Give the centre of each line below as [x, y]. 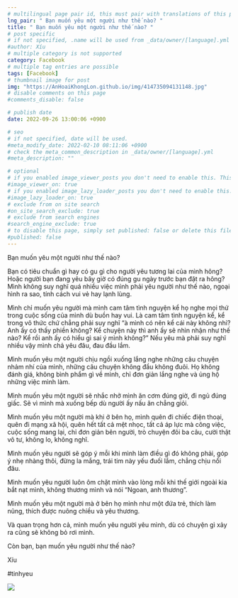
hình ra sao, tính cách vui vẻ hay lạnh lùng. [70, 294]
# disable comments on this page [57, 93]
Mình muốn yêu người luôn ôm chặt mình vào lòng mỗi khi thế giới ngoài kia [118, 482]
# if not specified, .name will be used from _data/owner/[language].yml [119, 40]
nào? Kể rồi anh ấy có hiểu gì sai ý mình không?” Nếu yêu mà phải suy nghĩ [117, 337]
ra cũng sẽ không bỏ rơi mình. [51, 532]
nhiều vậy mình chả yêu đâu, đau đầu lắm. [69, 345]
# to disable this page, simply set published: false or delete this [112, 231]
